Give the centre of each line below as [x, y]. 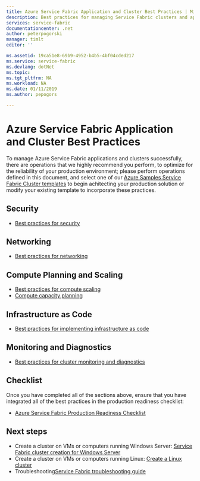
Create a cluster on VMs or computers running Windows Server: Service [103, 446]
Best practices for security [47, 223]
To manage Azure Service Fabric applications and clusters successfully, [94, 158]
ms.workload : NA [26, 83]
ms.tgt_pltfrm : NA [29, 78]
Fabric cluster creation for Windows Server [68, 452]
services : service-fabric [38, 23]
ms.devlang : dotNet [30, 67]
